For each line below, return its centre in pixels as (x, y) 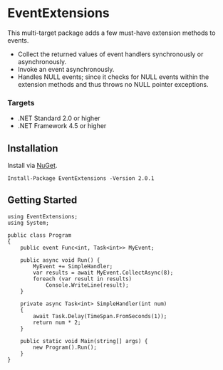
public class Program (40, 235)
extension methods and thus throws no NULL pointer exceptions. (113, 84)
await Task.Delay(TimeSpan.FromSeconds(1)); (100, 316)
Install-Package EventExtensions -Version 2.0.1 (81, 179)
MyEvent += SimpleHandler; (73, 266)
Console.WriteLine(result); (87, 285)
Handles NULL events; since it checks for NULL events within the (113, 77)
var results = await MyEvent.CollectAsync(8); (103, 273)
